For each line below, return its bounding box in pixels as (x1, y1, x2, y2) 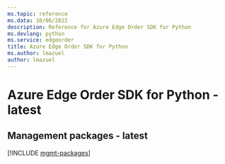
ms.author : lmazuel (7, 50, 65, 57)
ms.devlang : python (7, 30, 65, 37)
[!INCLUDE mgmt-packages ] (7, 148, 91, 157)
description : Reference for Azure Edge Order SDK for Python (7, 23, 192, 30)
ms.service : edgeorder (7, 37, 74, 44)
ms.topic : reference (7, 10, 69, 18)
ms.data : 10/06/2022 (7, 17, 69, 24)
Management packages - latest (7, 130, 149, 142)
